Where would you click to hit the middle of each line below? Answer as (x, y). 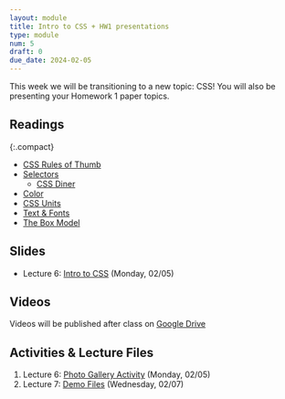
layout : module (38, 18)
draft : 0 (26, 52)
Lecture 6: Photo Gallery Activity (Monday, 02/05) (116, 374)
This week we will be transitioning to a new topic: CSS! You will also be (142, 86)
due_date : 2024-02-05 (51, 60)
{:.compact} (32, 146)
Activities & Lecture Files (81, 352)
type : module (34, 35)
